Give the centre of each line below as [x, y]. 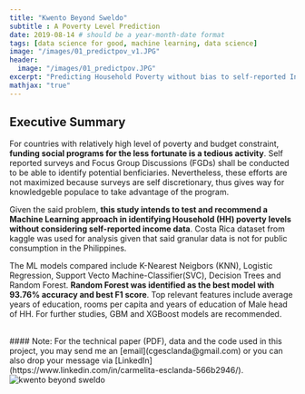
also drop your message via [61, 360]
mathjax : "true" [40, 85]
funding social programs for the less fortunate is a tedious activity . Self [146, 153]
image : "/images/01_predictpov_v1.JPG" [85, 52]
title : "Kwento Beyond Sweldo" [69, 18]
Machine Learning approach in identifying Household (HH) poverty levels [151, 220]
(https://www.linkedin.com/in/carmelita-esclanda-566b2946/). [127, 370]
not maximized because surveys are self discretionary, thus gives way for [147, 182]
